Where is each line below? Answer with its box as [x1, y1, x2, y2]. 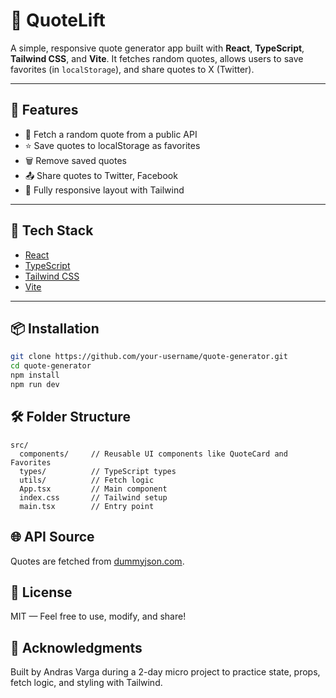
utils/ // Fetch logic [19, 475, 155, 485]
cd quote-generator [10, 361, 92, 371]
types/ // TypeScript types [19, 466, 177, 476]
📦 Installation [10, 320, 100, 337]
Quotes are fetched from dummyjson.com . [10, 555, 185, 567]
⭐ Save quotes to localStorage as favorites [24, 139, 201, 151]
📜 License [10, 584, 73, 601]
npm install [10, 370, 60, 381]
